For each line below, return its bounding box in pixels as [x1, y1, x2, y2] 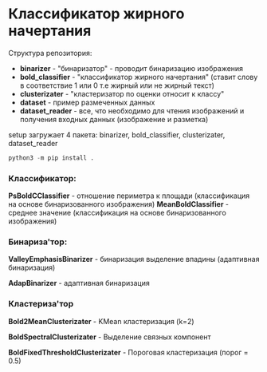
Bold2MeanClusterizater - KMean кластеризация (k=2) [8, 316, 194, 326]
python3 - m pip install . [8, 153, 94, 162]
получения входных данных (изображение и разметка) [19, 114, 209, 124]
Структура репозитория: [8, 48, 92, 57]
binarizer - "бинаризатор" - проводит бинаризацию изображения [19, 63, 244, 73]
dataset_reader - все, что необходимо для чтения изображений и [19, 105, 245, 116]
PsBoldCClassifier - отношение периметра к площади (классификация [8, 191, 250, 200]
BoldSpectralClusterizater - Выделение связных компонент [8, 332, 211, 342]
